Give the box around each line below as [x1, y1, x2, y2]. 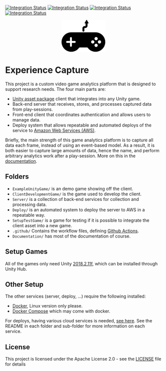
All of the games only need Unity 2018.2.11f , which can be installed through [5, 260, 158, 266]
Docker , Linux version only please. [12, 303, 83, 309]
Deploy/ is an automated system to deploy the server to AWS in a [12, 206, 145, 213]
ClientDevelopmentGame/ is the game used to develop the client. [12, 191, 142, 197]
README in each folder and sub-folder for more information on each [5, 323, 145, 329]
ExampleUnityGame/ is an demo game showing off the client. [12, 185, 133, 191]
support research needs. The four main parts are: [5, 86, 106, 92]
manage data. [12, 117, 41, 123]
